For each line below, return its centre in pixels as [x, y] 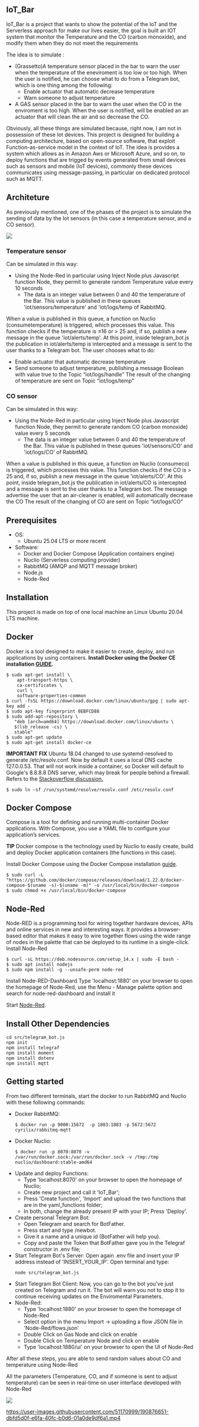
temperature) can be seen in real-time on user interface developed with [94, 1382]
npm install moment [30, 1053]
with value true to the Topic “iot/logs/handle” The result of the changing [102, 374]
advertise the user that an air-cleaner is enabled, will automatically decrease [99, 495]
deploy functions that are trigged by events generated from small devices [96, 159]
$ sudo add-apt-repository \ [42, 716]
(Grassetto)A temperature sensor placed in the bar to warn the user [97, 66]
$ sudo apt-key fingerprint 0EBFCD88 [53, 711]
